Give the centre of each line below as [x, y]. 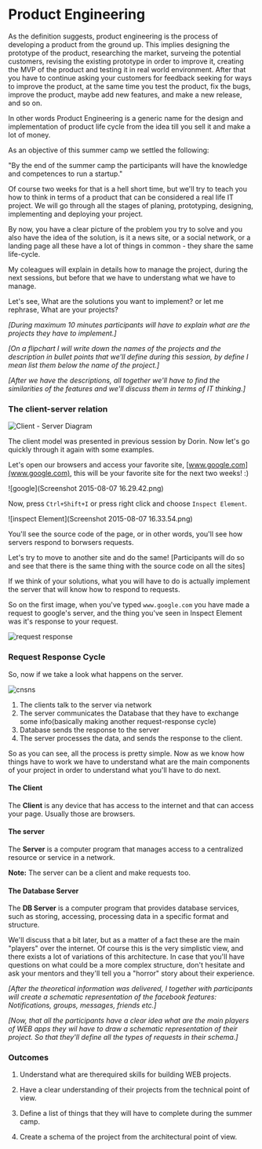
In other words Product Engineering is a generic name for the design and [126, 118]
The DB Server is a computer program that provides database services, [124, 908]
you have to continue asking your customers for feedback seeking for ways [130, 78]
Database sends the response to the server [89, 730]
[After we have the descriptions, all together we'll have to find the [114, 380]
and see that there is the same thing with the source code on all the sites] [127, 566]
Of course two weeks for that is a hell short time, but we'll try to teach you [128, 188]
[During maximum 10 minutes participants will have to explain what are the [129, 324]
